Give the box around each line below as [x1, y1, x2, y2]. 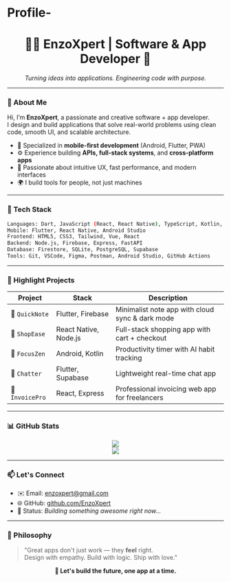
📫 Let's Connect [7, 470, 65, 480]
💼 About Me [7, 98, 47, 108]
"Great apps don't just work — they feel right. [23, 546, 153, 554]
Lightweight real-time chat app [115, 369, 217, 378]
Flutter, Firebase [56, 309, 109, 319]
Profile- [7, 5, 52, 21]
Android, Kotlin [56, 349, 104, 358]
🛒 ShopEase [10, 329, 46, 339]
